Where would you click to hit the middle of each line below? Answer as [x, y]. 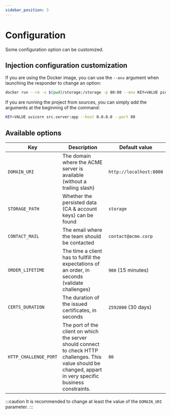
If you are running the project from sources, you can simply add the [76, 102]
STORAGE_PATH [24, 209]
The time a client [82, 251]
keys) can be [78, 215]
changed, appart [82, 370]
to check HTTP [80, 350]
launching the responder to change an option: [53, 83]
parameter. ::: [19, 407]
